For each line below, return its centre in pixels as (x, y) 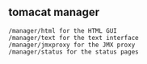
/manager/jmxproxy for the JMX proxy (72, 45)
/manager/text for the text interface (73, 38)
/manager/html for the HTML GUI (63, 30)
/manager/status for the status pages (73, 52)
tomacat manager (54, 12)
